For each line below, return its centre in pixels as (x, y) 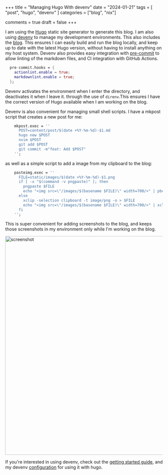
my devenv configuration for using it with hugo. (54, 467)
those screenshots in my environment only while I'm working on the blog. (80, 229)
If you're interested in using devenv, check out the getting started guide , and (84, 462)
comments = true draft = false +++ (41, 22)
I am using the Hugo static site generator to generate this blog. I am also (79, 32)
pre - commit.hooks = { (32, 67)
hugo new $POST (34, 135)
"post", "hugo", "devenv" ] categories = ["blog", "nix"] (61, 12)
